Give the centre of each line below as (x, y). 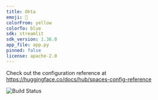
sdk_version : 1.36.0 (32, 39)
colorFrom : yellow (29, 23)
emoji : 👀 (17, 17)
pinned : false (24, 51)
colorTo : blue (24, 28)
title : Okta (21, 12)
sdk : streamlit (25, 34)
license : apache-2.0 (32, 56)
